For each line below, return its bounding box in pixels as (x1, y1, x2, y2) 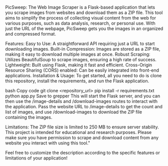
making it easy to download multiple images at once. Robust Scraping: (5, 51, 150, 57)
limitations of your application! (5, 155, 68, 161)
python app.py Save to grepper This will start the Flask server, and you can (5, 93, 160, 99)
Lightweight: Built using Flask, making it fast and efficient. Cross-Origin (5, 62, 152, 68)
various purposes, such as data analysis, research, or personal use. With (5, 20, 155, 26)
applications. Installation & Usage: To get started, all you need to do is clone (5, 73, 162, 78)
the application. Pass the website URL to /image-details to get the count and (5, 104, 163, 109)
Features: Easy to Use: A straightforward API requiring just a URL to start (5, 41, 155, 47)
